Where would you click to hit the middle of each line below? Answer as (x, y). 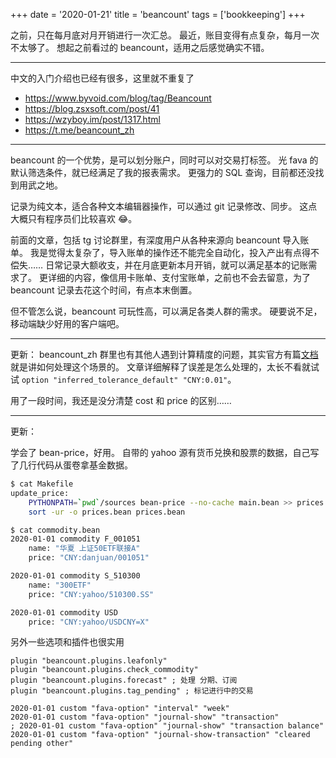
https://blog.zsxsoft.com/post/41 (92, 108)
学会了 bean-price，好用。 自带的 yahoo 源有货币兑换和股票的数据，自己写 (165, 452)
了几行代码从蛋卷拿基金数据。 (71, 465)
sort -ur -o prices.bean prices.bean (107, 512)
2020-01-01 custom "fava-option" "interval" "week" (120, 709)
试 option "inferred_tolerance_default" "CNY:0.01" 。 (123, 379)
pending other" (42, 744)
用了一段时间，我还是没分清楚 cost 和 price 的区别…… (121, 400)
